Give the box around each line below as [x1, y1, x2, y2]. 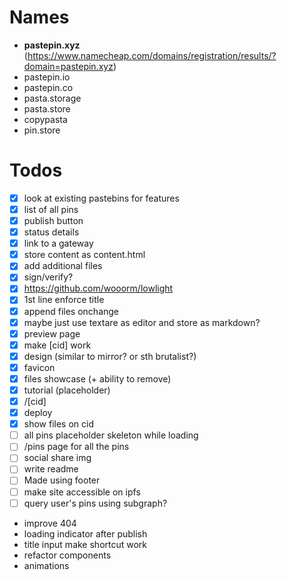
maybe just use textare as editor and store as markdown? [23, 316, 261, 328]
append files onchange [23, 305, 120, 317]
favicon [23, 361, 56, 373]
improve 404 [23, 517, 77, 529]
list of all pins [23, 203, 79, 215]
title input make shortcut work [23, 538, 148, 550]
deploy [23, 407, 53, 419]
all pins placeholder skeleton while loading [23, 429, 199, 441]
